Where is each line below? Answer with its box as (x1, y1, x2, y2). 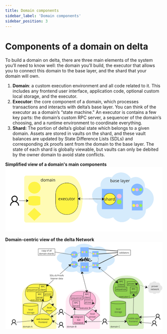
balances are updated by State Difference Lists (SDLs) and (12, 136, 133, 142)
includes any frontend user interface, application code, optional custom (12, 88, 160, 94)
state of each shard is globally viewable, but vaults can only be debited (12, 146, 159, 152)
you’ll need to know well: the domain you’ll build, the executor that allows (5, 62, 156, 68)
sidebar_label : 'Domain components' (5, 13, 81, 18)
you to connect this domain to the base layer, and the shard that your (5, 68, 147, 74)
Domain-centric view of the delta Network (5, 237, 95, 243)
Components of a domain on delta (5, 40, 149, 52)
